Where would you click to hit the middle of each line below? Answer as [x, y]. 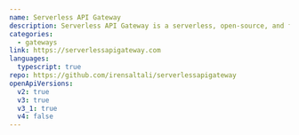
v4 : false [35, 116]
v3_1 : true [37, 108]
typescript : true [49, 67]
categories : [31, 34]
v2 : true [33, 91]
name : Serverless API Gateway [65, 17]
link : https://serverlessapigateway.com [85, 51]
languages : [29, 59]
